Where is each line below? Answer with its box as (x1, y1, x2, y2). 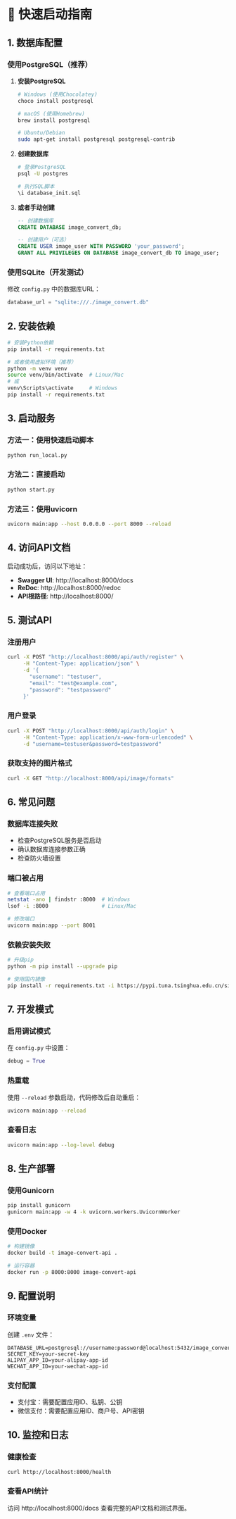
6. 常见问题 (7, 796, 55, 808)
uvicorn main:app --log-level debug (7, 1142, 114, 1149)
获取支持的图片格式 (7, 758, 72, 768)
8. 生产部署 (7, 1163, 55, 1175)
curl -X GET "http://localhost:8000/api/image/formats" (7, 775, 174, 782)
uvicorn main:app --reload (7, 1107, 86, 1114)
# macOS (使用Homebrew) (17, 110, 86, 117)
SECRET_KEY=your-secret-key (7, 1350, 90, 1358)
